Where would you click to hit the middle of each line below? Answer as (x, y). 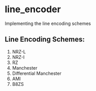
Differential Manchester (37, 73)
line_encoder (33, 9)
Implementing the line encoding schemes (48, 23)
